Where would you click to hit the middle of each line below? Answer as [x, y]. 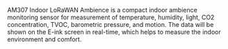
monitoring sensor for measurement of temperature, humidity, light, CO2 [111, 17]
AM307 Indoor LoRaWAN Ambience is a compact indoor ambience [103, 10]
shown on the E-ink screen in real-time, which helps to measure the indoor [114, 32]
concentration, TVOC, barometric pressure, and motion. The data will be [111, 24]
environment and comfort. [44, 39]
